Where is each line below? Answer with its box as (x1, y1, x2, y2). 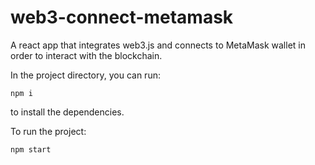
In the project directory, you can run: (10, 69, 161, 81)
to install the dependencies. (10, 106, 125, 118)
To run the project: (10, 125, 87, 137)
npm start (10, 144, 52, 155)
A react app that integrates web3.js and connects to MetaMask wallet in (10, 39, 306, 51)
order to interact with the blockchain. (10, 49, 163, 61)
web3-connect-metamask (10, 6, 234, 29)
